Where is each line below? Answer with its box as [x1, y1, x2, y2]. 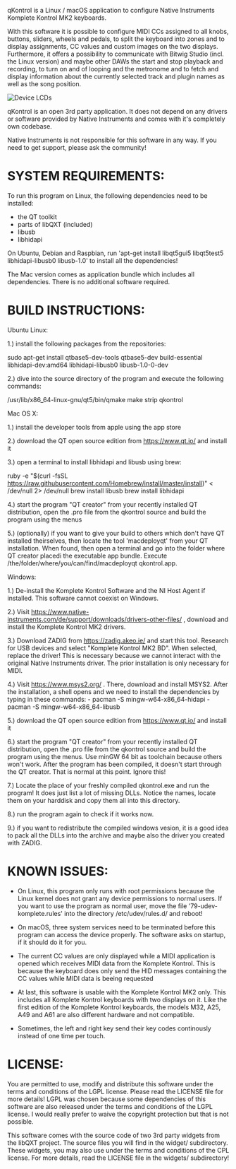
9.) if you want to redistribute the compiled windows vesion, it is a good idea [7, 823, 229, 832]
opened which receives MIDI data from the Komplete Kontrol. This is [17, 959, 216, 968]
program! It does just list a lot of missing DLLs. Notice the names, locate [7, 788, 216, 797]
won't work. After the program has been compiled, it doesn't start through [7, 760, 222, 768]
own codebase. [7, 122, 53, 130]
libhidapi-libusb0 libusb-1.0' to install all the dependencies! [7, 256, 178, 264]
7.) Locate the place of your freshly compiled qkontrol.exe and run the [7, 781, 210, 789]
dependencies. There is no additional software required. [7, 277, 170, 286]
